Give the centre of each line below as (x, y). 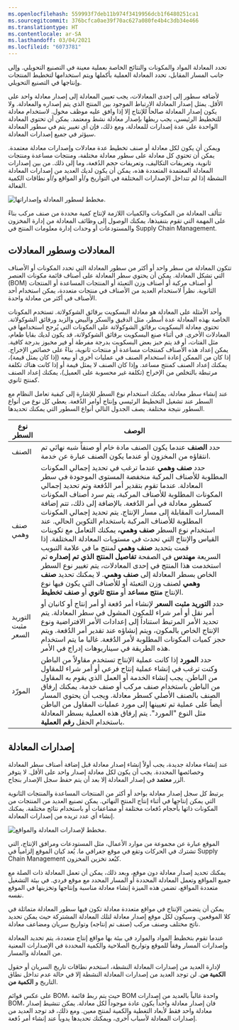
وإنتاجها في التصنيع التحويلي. (45, 82)
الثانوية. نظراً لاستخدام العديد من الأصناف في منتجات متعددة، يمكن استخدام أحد (112, 290)
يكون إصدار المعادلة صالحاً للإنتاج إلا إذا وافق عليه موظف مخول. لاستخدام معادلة (112, 111)
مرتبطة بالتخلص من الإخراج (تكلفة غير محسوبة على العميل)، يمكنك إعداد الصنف (113, 372)
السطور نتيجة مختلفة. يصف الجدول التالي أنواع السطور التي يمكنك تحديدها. (106, 408)
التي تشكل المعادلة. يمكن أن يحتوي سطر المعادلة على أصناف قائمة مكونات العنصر (117, 275)
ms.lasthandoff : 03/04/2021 (50, 41)
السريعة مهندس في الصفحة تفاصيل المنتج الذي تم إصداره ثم (131, 556)
